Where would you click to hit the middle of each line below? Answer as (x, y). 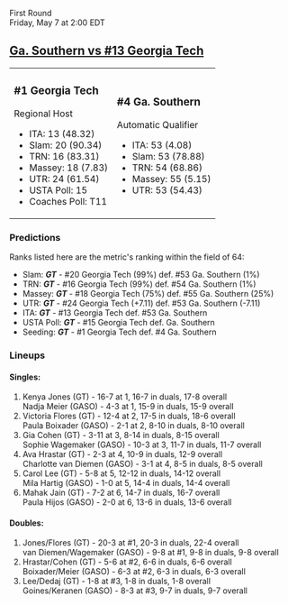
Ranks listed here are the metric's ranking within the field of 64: (127, 257)
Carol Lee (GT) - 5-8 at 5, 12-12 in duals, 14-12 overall (121, 473)
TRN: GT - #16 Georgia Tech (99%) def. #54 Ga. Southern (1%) (139, 284)
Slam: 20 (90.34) (66, 145)
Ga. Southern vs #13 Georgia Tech (107, 51)
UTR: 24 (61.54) (64, 179)
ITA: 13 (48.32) (62, 133)
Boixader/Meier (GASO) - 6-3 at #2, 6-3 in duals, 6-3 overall (134, 572)
